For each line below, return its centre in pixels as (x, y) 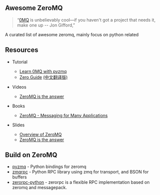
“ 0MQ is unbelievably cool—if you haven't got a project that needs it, (86, 20)
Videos (19, 87)
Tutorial (20, 62)
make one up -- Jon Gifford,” (46, 25)
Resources (22, 50)
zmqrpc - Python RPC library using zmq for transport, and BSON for (80, 172)
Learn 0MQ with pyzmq (43, 71)
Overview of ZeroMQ (40, 134)
